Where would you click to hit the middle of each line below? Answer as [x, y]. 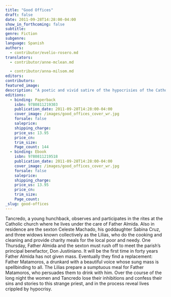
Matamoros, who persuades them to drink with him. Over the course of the [83, 273]
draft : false [19, 15]
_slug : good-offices [27, 204]
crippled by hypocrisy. [29, 289]
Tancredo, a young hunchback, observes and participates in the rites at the [84, 218]
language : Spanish [25, 43]
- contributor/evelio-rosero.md [44, 52]
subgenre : [16, 39]
